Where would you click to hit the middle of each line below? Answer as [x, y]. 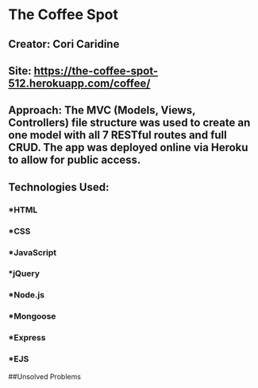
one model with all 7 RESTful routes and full [118, 136]
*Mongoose [32, 316]
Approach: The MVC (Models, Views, [102, 110]
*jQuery [24, 274]
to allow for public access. [75, 160]
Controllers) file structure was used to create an [129, 123]
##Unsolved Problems [45, 376]
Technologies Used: [59, 187]
